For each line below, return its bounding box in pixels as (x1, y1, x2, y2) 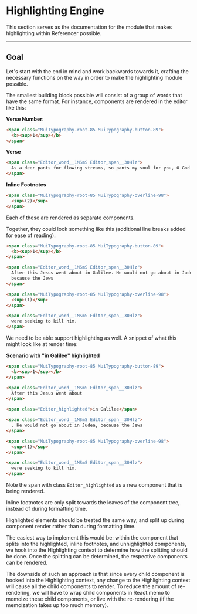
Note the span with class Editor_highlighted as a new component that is (6, 481, 183, 488)
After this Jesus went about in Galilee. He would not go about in (11, 270, 180, 276)
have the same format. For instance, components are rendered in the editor (6, 98, 188, 105)
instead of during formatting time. (6, 506, 87, 512)
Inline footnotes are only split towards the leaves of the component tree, (6, 499, 180, 506)
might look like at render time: (6, 341, 78, 347)
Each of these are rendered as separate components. (6, 214, 135, 221)
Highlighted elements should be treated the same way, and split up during (6, 517, 185, 523)
